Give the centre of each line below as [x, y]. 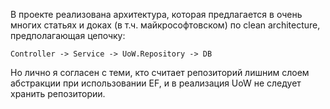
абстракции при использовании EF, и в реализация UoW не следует [156, 83]
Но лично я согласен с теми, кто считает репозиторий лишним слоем [160, 72]
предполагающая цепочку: [68, 35]
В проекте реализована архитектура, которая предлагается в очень [156, 14]
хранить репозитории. [58, 93]
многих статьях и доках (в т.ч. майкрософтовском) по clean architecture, [165, 25]
